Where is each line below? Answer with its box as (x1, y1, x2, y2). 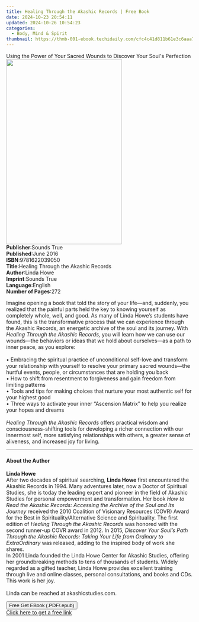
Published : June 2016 (6, 250, 59, 257)
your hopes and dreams (6, 406, 65, 413)
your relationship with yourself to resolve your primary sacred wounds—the (6, 363, 191, 369)
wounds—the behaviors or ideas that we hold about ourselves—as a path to (6, 337, 191, 344)
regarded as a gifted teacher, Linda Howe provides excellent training (6, 565, 173, 572)
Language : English (6, 282, 51, 288)
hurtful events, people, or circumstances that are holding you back (6, 368, 169, 376)
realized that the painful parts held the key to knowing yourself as (6, 306, 166, 313)
